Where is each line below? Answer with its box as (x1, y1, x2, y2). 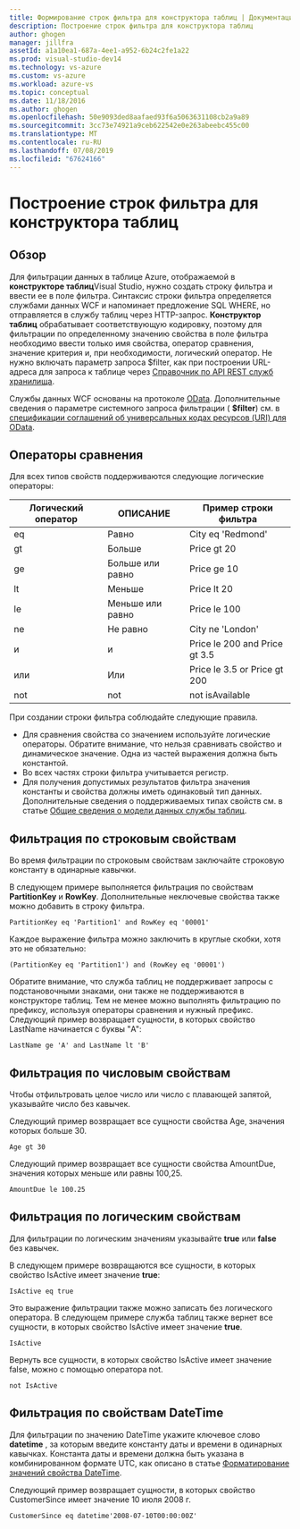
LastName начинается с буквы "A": (9, 1024, 142, 1035)
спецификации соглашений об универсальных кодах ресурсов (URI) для (9, 412, 287, 423)
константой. (21, 757, 69, 769)
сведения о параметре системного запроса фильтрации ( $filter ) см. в (9, 402, 280, 413)
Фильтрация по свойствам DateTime (9, 1406, 224, 1421)
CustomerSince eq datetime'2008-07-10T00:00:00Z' (9, 1511, 198, 1520)
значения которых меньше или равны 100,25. (9, 1168, 183, 1178)
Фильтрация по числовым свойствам (9, 1065, 231, 1080)
